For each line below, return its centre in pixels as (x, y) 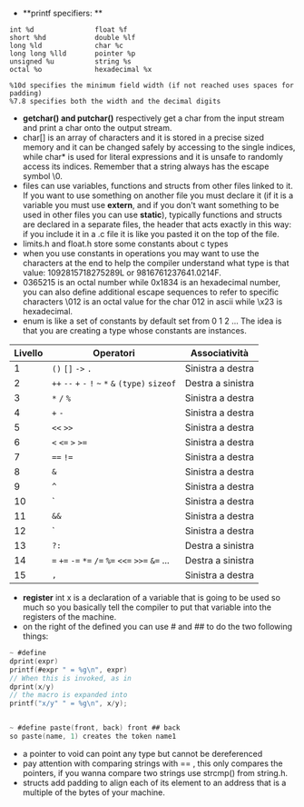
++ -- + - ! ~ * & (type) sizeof (114, 384)
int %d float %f (69, 30)
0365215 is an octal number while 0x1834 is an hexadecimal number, (152, 282)
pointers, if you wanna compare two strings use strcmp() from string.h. (155, 772)
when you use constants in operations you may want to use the (141, 253)
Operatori (114, 353)
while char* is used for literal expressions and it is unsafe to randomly (153, 157)
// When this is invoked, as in (70, 678)
